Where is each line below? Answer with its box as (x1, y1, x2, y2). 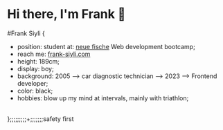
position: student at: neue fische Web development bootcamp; (17, 42, 195, 50)
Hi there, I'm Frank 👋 (7, 6, 126, 22)
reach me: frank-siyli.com (17, 50, 91, 58)
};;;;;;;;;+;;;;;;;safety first (7, 114, 74, 123)
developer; (17, 79, 48, 87)
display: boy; (17, 64, 54, 73)
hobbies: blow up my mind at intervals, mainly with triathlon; (17, 93, 189, 102)
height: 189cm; (17, 57, 60, 65)
